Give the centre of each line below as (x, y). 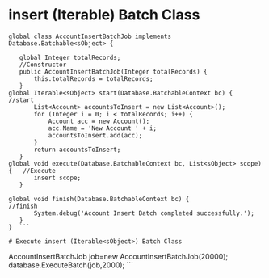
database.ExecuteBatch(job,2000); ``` (71, 265)
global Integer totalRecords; (70, 57)
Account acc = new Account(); (99, 121)
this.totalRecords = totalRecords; (93, 78)
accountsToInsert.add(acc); (95, 135)
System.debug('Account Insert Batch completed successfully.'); (144, 213)
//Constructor (43, 65)
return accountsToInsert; (77, 150)
